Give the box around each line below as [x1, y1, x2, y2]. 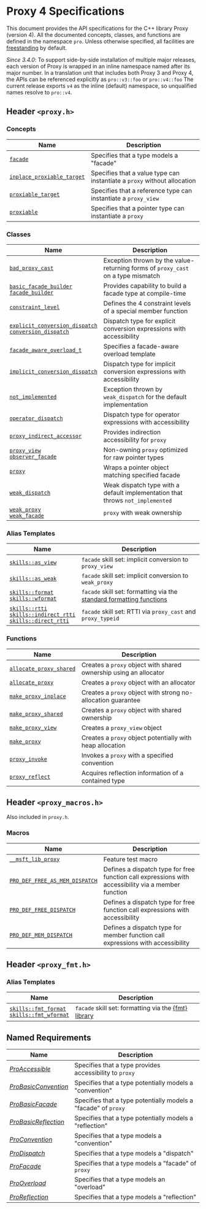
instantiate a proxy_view [91, 194, 159, 202]
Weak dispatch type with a [103, 480, 180, 489]
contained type [81, 776, 125, 785]
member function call [103, 931, 165, 939]
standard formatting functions [81, 595, 167, 604]
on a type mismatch [103, 271, 161, 280]
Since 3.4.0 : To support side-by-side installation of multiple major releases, [6, 56, 196, 63]
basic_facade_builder [9, 283, 72, 290]
